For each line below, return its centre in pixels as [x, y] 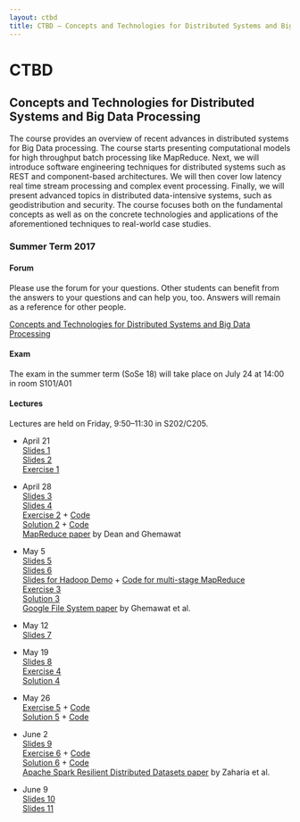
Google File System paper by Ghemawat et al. [106, 609]
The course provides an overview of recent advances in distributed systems [149, 138]
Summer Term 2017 [52, 246]
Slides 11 [38, 809]
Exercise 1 [41, 469]
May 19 [35, 652]
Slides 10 [39, 799]
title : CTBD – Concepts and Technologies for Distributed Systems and [143, 26]
